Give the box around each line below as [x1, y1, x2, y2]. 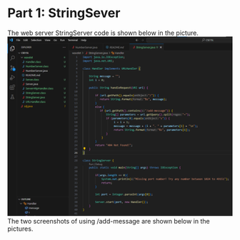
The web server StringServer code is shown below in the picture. [7, 28, 199, 37]
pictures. [7, 224, 34, 233]
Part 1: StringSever [7, 5, 121, 21]
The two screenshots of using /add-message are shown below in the [7, 216, 210, 225]
